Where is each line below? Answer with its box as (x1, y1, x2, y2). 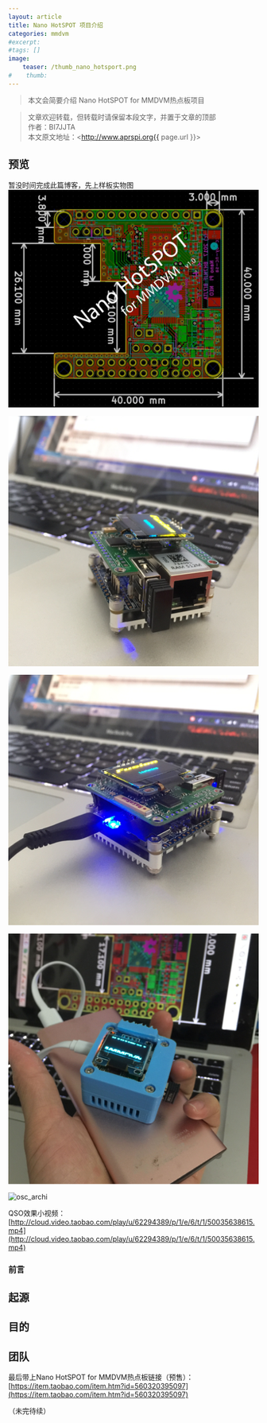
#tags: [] (8, 46, 41, 55)
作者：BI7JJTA (27, 122, 75, 131)
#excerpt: (8, 38, 41, 46)
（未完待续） (8, 1406, 50, 1416)
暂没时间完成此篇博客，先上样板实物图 (8, 180, 133, 190)
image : (8, 55, 30, 63)
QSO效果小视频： (8, 1208, 66, 1218)
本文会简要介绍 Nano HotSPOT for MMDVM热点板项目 (27, 95, 205, 105)
